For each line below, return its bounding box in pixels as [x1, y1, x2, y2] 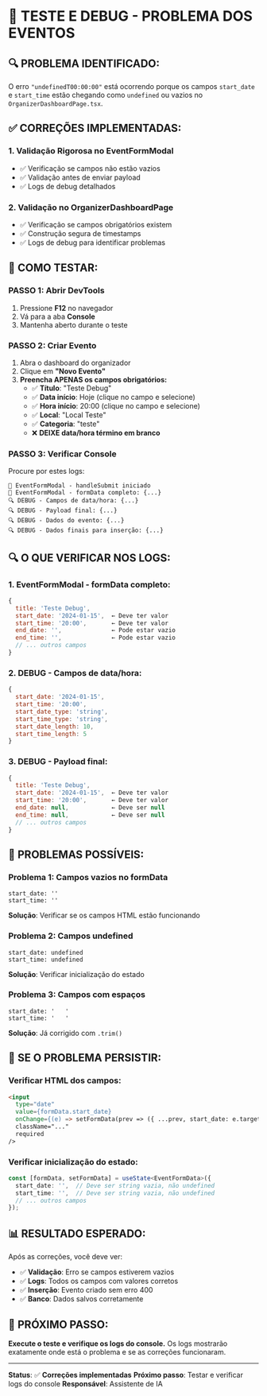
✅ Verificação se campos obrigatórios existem [19, 219, 172, 229]
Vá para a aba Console [19, 312, 95, 321]
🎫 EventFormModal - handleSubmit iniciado [8, 482, 151, 490]
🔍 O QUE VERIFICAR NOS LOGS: [8, 551, 171, 564]
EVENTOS [8, 24, 75, 42]
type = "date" [15, 1100, 56, 1108]
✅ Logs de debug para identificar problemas [19, 238, 166, 247]
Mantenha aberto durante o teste [19, 320, 129, 329]
